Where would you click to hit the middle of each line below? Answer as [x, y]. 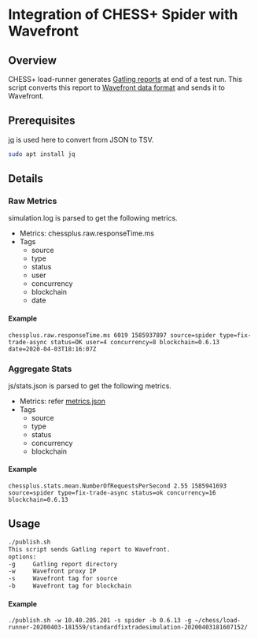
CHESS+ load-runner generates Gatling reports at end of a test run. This [125, 79]
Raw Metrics [33, 201]
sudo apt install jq [42, 154]
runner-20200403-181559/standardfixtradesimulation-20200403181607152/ [128, 628]
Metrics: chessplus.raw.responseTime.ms [87, 233]
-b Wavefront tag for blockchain [70, 586]
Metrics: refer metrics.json [63, 401]
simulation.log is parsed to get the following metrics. [93, 218]
